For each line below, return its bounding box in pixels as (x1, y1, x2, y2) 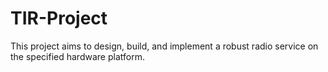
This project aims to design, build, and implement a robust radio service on (10, 40, 319, 52)
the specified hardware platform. (10, 50, 145, 62)
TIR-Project (10, 7, 108, 30)
